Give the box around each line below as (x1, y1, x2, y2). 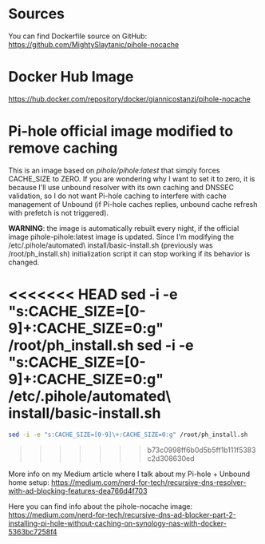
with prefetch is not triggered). (8, 208, 109, 217)
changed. (8, 257, 40, 267)
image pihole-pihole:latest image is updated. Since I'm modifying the (8, 232, 234, 241)
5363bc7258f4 (8, 526, 57, 536)
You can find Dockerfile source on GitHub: (8, 31, 148, 41)
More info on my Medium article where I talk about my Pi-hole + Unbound (8, 469, 251, 478)
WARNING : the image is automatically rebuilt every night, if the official (8, 223, 239, 232)
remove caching (8, 139, 118, 157)
